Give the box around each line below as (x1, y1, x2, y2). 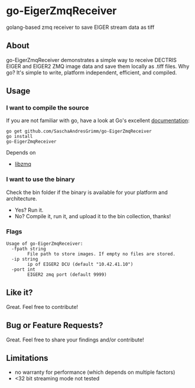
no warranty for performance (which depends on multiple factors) (14, 369, 175, 376)
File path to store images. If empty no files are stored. (27, 251, 176, 257)
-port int (11, 267, 35, 272)
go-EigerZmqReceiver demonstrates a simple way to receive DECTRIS (6, 56, 177, 63)
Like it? (6, 288, 33, 298)
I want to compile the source (6, 104, 89, 112)
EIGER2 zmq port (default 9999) (27, 272, 108, 278)
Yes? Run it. (14, 206, 44, 213)
